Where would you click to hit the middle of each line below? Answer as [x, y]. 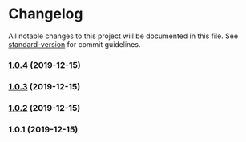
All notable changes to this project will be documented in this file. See [123, 36]
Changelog [46, 14]
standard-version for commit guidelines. [75, 44]
